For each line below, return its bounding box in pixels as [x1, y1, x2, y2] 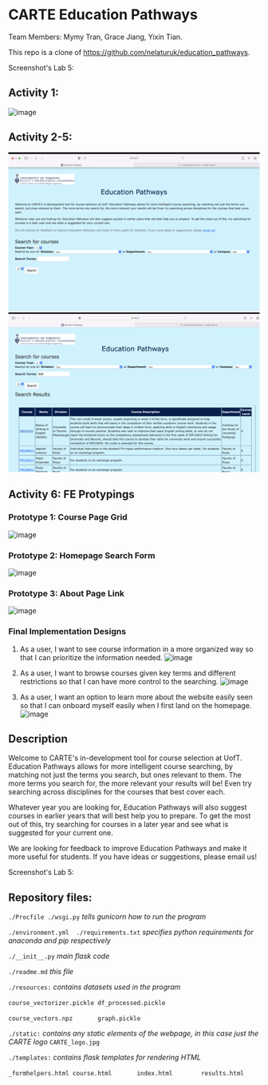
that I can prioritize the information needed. [19, 652, 164, 662]
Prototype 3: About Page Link [8, 588, 125, 599]
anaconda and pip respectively [8, 936, 112, 945]
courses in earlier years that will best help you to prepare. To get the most [8, 811, 251, 821]
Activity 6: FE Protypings [8, 488, 136, 501]
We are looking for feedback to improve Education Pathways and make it [8, 844, 247, 853]
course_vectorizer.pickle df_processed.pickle [8, 1000, 166, 1008]
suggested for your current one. [8, 828, 113, 838]
